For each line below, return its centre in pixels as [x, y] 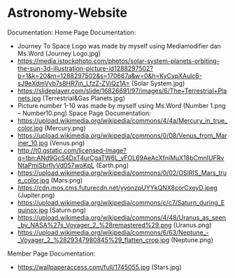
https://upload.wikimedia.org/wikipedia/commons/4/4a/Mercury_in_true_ [122, 120]
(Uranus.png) [192, 225]
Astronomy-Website [67, 13]
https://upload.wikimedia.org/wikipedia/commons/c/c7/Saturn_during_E [121, 202]
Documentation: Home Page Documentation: [72, 32]
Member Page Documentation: [51, 253]
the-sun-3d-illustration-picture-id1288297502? [85, 68]
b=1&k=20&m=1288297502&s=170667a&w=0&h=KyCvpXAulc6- [110, 76]
